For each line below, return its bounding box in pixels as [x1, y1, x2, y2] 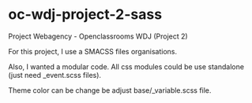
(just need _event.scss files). [8, 70, 101, 79]
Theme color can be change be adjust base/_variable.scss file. [8, 85, 212, 95]
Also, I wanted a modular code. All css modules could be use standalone [8, 61, 245, 72]
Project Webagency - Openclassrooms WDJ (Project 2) [8, 31, 188, 41]
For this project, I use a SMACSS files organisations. [8, 46, 178, 56]
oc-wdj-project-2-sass [8, 6, 163, 24]
